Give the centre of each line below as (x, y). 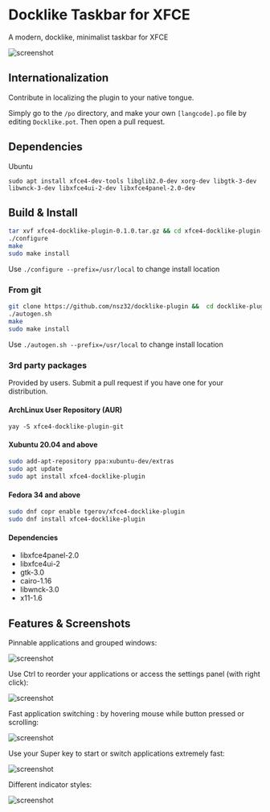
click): (18, 682)
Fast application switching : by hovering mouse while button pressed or (127, 713)
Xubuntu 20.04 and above (53, 444)
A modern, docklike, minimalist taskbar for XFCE (88, 37)
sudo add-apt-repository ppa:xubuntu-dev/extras (91, 462)
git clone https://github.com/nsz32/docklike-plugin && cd (111, 307)
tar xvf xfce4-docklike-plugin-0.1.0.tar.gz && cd (95, 231)
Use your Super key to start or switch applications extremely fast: (117, 753)
